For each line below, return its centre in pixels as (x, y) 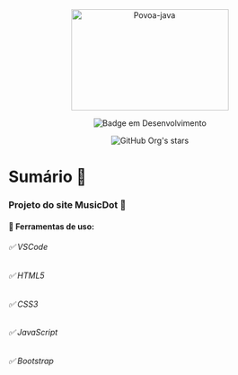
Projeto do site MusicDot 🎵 (67, 205)
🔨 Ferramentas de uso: (52, 226)
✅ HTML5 (27, 275)
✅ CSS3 (23, 304)
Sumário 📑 (48, 177)
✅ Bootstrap (31, 361)
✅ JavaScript (33, 333)
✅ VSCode (28, 247)
